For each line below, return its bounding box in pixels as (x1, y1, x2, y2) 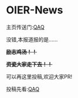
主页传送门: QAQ (6, 23, 45, 30)
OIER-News (6, 3, 63, 17)
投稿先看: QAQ (6, 85, 40, 92)
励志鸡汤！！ (6, 48, 37, 55)
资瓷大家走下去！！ (6, 61, 53, 68)
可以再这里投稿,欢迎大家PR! (6, 73, 73, 80)
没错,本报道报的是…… (6, 36, 58, 43)
